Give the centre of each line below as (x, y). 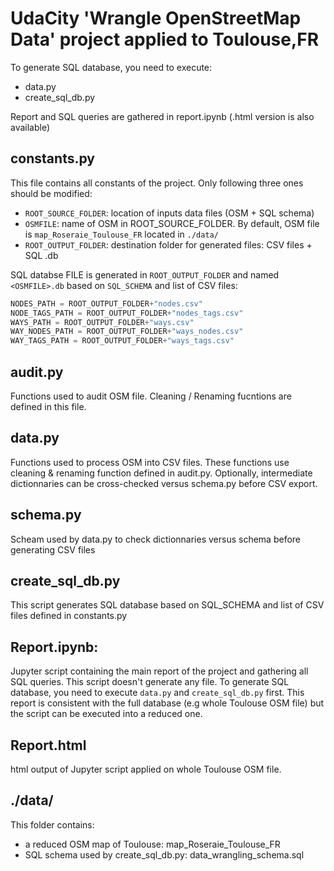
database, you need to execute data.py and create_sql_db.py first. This (157, 693)
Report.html (48, 745)
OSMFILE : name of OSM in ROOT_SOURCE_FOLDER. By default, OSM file (172, 223)
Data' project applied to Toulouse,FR (165, 39)
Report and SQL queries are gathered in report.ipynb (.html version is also (162, 116)
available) (30, 127)
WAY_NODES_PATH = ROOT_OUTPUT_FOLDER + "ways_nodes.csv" (127, 332)
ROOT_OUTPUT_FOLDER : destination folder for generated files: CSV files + (168, 244)
